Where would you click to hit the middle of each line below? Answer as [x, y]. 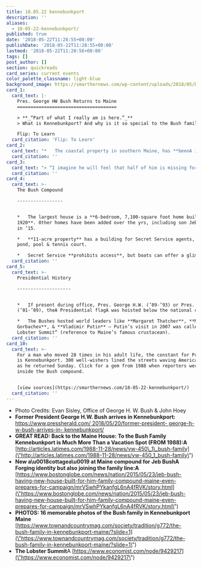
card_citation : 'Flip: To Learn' [54, 140]
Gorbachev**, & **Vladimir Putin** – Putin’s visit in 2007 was [99, 327]
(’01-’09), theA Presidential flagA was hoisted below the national [105, 310]
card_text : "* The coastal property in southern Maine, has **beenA [102, 151]
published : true [26, 34]
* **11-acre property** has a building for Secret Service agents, [106, 239]
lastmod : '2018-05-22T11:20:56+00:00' [55, 51]
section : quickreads [32, 68]
